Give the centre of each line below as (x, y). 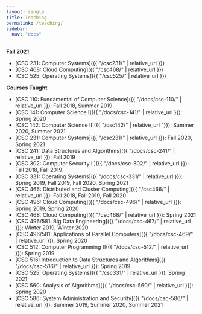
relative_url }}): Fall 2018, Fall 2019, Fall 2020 (71, 196)
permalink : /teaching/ (35, 23)
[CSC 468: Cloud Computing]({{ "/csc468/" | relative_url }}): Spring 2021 (105, 215)
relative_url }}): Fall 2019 (45, 157)
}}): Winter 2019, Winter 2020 (52, 228)
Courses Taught (27, 88)
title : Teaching (27, 18)
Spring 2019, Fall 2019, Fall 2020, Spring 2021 (71, 183)
